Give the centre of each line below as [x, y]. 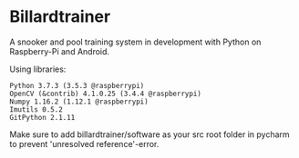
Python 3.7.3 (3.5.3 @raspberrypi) [77, 85]
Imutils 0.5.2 [36, 109]
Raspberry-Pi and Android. [60, 51]
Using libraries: [38, 69]
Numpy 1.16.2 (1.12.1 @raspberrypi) [79, 102]
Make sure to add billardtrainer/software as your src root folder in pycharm [149, 134]
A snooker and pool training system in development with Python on [135, 42]
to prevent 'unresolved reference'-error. [84, 143]
